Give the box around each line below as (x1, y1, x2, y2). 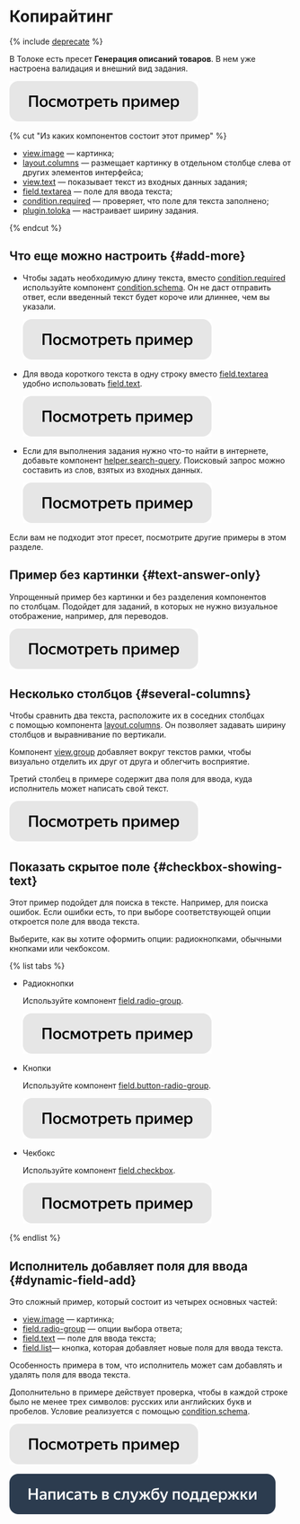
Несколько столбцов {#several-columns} (9, 686, 251, 702)
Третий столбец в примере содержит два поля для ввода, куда (9, 774, 253, 784)
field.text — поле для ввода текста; (22, 1333, 157, 1343)
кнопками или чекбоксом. (9, 944, 110, 954)
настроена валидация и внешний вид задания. (9, 63, 189, 74)
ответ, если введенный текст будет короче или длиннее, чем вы (22, 291, 270, 302)
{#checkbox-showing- (152, 859, 283, 874)
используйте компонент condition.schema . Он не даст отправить (22, 281, 272, 293)
